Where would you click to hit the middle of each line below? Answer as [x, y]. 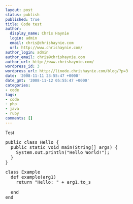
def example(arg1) [34, 177]
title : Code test [24, 24]
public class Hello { [32, 142]
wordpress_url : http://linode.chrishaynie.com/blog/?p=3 [67, 71]
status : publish [22, 15]
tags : [11, 95]
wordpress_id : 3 [22, 66]
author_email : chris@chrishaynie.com [45, 57]
